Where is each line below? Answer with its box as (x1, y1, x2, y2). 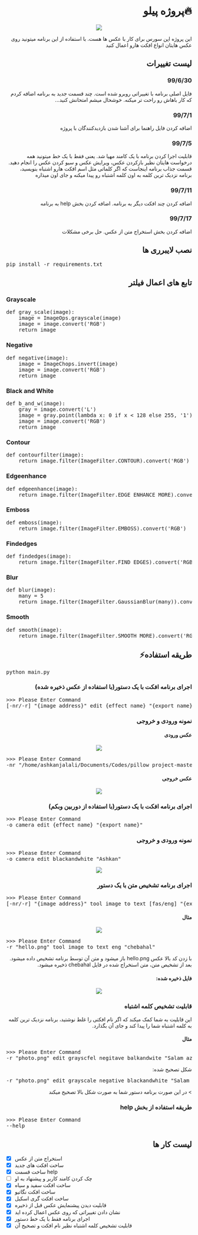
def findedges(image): (6, 553, 72, 560)
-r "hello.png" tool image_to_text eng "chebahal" (6, 944, 156, 951)
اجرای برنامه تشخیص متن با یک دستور (97, 881, 192, 889)
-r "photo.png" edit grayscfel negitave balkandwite (6, 1054, 162, 1061)
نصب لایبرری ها (142, 245, 192, 255)
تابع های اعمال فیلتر (128, 278, 192, 288)
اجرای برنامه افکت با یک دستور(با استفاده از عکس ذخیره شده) (35, 683, 192, 691)
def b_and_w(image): (6, 400, 66, 407)
